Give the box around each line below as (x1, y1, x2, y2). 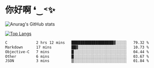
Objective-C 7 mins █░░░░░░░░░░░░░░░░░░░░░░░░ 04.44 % (5, 49, 149, 54)
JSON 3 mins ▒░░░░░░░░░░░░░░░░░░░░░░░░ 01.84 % (5, 59, 149, 64)
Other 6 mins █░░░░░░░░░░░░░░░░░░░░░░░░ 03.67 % (5, 54, 149, 59)
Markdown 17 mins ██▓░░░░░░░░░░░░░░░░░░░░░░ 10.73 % (5, 45, 149, 50)
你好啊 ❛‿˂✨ (5, 4, 55, 16)
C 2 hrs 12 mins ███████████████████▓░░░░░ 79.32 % (5, 40, 149, 45)
